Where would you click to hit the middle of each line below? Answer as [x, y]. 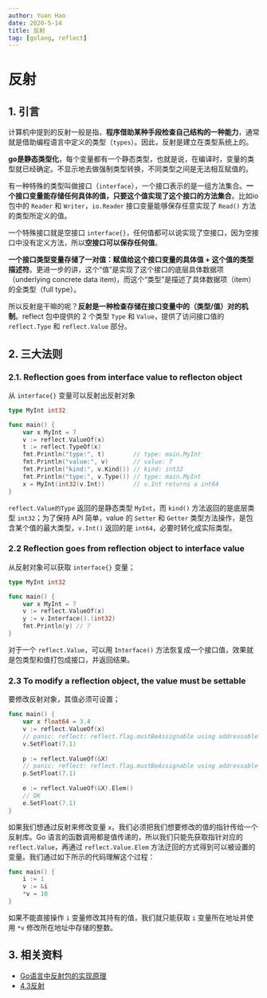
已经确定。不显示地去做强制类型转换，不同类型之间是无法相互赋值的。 [137, 169]
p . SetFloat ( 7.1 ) [50, 773]
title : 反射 [27, 30]
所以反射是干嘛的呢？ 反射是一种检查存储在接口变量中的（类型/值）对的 [125, 307]
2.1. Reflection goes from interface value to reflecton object [126, 377]
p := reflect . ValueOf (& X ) [66, 759]
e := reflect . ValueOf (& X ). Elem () [78, 789]
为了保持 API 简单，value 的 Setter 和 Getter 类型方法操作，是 [144, 518]
